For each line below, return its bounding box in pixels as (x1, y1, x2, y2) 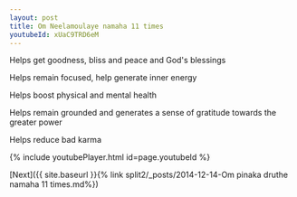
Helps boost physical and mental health (9, 89, 157, 100)
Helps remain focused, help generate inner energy (9, 72, 197, 83)
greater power (9, 117, 62, 127)
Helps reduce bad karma (9, 135, 102, 145)
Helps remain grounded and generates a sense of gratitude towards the (9, 108, 277, 118)
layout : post (9, 13, 59, 23)
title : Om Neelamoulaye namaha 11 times (9, 22, 165, 31)
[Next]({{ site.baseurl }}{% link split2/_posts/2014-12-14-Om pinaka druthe (9, 169, 289, 181)
